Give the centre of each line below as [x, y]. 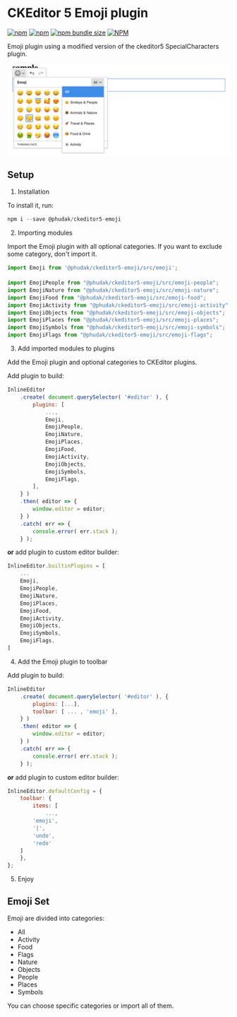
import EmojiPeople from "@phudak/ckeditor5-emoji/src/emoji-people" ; [113, 283]
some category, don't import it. [52, 254]
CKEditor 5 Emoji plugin [78, 13]
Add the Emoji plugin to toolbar [62, 662]
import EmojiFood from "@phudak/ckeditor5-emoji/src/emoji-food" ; [107, 298]
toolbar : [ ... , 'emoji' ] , [75, 712]
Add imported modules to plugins [66, 348]
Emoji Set [29, 901]
